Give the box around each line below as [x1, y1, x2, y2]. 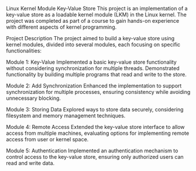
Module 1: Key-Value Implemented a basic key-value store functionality [6, 58, 177, 65]
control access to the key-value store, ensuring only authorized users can [6, 153, 184, 160]
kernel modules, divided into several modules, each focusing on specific [6, 41, 181, 48]
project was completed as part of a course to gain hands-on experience [6, 18, 180, 24]
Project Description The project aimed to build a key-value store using [6, 35, 175, 41]
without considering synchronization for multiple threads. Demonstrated [6, 65, 180, 72]
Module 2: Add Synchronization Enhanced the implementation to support [6, 82, 182, 89]
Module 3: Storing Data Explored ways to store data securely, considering [6, 106, 184, 113]
